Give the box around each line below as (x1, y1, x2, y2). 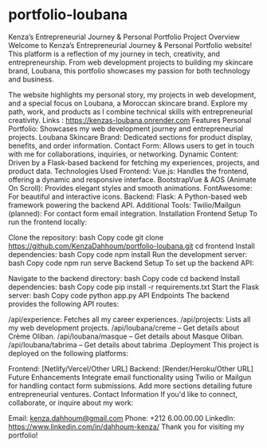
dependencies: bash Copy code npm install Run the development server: (8, 249, 248, 259)
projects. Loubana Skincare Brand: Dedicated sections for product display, (8, 132, 253, 141)
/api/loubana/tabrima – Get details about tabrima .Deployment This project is (8, 339, 260, 349)
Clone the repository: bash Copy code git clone (8, 232, 164, 242)
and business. (8, 74, 54, 84)
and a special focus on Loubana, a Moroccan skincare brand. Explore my (8, 98, 249, 108)
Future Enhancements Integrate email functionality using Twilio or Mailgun (8, 372, 252, 382)
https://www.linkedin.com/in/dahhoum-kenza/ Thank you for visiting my (8, 422, 245, 431)
